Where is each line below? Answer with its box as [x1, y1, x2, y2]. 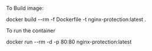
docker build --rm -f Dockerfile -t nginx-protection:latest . [6, 16, 146, 23]
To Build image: [6, 5, 44, 12]
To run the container [6, 27, 56, 34]
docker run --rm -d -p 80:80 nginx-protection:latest [6, 38, 132, 45]
